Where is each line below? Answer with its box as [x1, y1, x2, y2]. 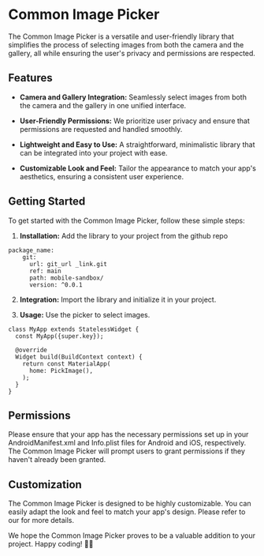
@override [15, 346, 47, 354]
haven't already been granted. [8, 455, 106, 464]
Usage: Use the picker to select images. [19, 310, 151, 319]
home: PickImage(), [28, 366, 93, 374]
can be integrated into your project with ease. [19, 148, 168, 157]
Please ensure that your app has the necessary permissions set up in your [8, 430, 249, 439]
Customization [8, 478, 83, 491]
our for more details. [8, 516, 75, 525]
